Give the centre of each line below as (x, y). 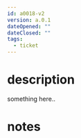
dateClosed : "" (29, 33)
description (41, 80)
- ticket (26, 46)
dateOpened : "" (29, 26)
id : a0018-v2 (26, 13)
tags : (15, 39)
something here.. (31, 99)
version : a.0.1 (29, 20)
